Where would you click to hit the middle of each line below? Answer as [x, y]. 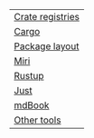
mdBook [32, 105]
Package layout [47, 46]
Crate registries [47, 17]
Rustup [29, 76]
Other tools [38, 120]
